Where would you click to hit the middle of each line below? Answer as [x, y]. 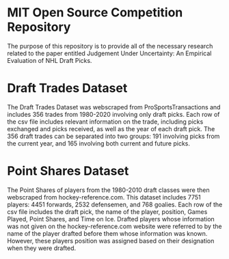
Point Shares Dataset [68, 171]
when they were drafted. [42, 248]
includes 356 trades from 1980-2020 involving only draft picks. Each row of [113, 114]
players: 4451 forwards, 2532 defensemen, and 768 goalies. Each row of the [115, 204]
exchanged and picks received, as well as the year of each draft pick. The [111, 128]
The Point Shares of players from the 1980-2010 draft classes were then [108, 190]
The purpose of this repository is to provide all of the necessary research [110, 46]
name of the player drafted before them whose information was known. [107, 233]
